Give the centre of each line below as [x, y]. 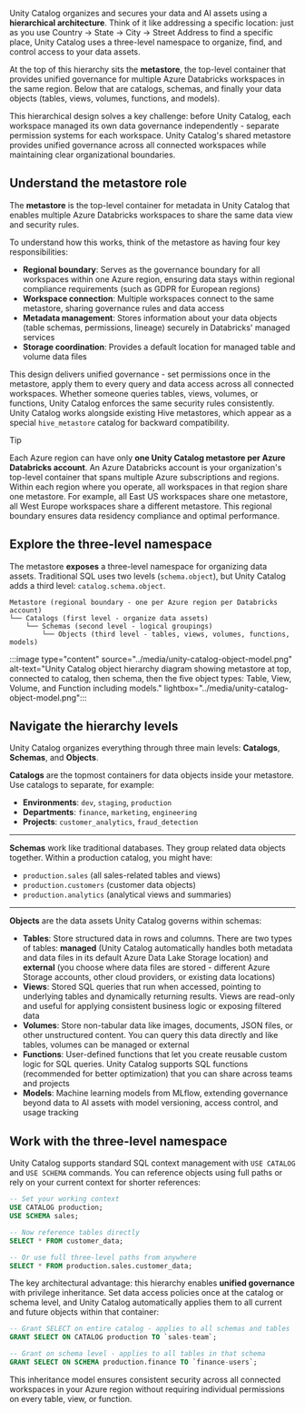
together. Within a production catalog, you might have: [111, 858]
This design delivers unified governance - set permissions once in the [140, 374]
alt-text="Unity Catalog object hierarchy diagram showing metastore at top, [151, 669]
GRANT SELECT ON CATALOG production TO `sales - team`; [113, 1337]
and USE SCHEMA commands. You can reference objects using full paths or [146, 1173]
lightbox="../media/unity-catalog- [226, 688]
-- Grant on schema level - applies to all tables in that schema [138, 1354]
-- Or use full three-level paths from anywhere [103, 1257]
